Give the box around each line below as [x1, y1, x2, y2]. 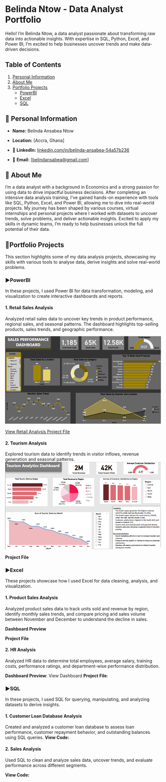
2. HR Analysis [5, 647, 36, 653]
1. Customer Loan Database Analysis [5, 713, 83, 719]
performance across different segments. [5, 762, 87, 768]
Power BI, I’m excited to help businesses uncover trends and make [5, 41, 140, 47]
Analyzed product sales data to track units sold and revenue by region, [5, 605, 149, 611]
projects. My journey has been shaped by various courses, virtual [5, 205, 139, 211]
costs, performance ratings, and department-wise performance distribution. [5, 663, 160, 669]
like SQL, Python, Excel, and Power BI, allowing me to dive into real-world [5, 200, 155, 206]
